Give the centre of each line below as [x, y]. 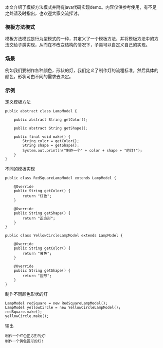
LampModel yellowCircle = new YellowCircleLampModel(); [63, 307]
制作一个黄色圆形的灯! [24, 341]
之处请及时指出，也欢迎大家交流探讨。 [43, 13]
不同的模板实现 [20, 169]
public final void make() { [42, 137]
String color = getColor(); [51, 141]
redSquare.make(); [24, 312]
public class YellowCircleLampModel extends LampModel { [64, 235]
